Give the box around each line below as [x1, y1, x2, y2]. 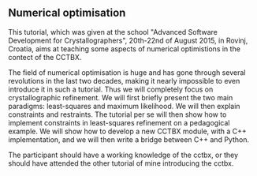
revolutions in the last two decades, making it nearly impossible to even [8, 76, 240, 85]
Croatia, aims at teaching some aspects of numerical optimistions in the [8, 43, 240, 54]
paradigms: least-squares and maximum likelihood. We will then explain [8, 101, 240, 110]
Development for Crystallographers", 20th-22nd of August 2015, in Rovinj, [8, 36, 248, 45]
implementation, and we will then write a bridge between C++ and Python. [8, 134, 250, 144]
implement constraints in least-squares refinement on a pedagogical [8, 118, 230, 127]
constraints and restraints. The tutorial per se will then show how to [8, 110, 227, 119]
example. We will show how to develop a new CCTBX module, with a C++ [8, 126, 247, 136]
